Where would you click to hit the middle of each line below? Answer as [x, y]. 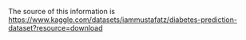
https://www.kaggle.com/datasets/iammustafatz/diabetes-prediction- [123, 20]
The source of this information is [62, 11]
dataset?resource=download [56, 28]
